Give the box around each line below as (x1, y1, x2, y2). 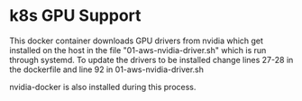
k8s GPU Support (9, 5, 142, 26)
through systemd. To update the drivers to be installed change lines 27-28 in (9, 54, 294, 65)
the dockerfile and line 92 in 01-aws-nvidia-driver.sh (9, 64, 205, 75)
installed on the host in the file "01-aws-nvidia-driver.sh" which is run (9, 44, 267, 55)
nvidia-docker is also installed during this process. (9, 81, 197, 92)
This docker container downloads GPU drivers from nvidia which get (9, 35, 264, 46)
